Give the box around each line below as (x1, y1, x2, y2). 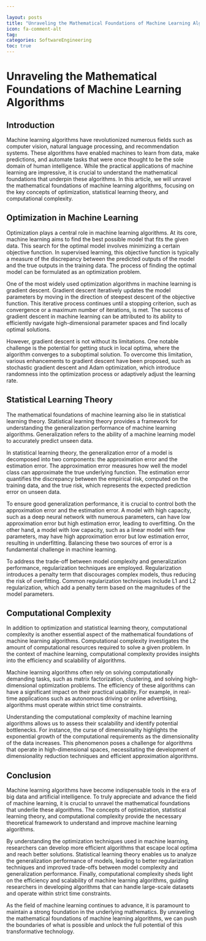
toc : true (6, 43, 32, 49)
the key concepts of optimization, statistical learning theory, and (6, 189, 169, 195)
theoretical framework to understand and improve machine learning (6, 819, 177, 827)
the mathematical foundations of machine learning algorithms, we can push (6, 915, 197, 922)
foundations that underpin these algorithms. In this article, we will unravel (6, 176, 192, 182)
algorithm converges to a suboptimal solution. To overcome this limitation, (6, 351, 193, 358)
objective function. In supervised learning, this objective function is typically (6, 248, 199, 256)
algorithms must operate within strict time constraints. (6, 701, 143, 709)
